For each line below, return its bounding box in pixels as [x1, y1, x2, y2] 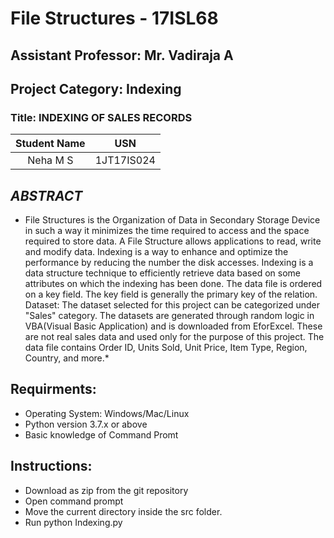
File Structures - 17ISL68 [10, 7, 219, 30]
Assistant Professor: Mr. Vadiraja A [10, 47, 234, 64]
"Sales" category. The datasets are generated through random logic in [24, 310, 315, 322]
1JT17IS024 [94, 153, 156, 167]
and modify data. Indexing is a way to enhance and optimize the [24, 246, 289, 258]
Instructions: [10, 458, 93, 475]
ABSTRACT [10, 187, 83, 204]
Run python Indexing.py [24, 516, 123, 528]
